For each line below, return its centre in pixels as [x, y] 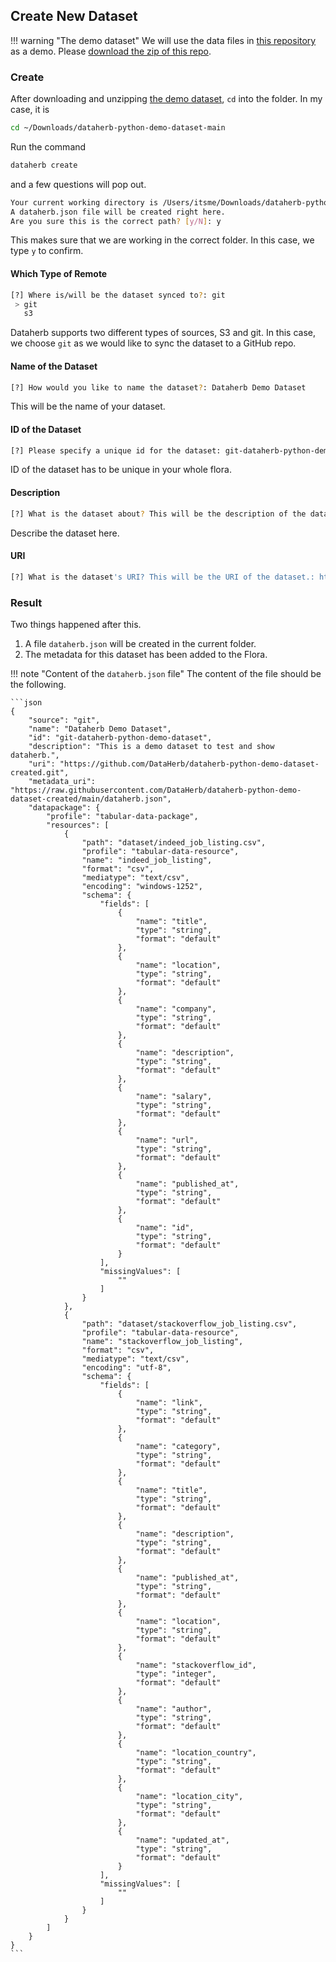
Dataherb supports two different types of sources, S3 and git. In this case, [163, 333]
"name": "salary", [174, 1096]
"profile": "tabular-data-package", [122, 816]
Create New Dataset [74, 16]
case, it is [30, 110]
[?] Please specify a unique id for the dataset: [116, 450]
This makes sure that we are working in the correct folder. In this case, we [162, 240]
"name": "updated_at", [182, 1840]
